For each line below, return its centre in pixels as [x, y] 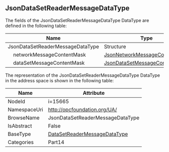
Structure [115, 46]
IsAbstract [20, 126]
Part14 [56, 142]
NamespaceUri [26, 109]
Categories [21, 142]
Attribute [94, 93]
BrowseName [24, 117]
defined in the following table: [36, 26]
